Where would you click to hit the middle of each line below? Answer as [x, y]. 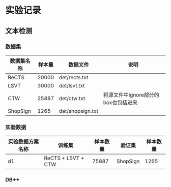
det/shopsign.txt [78, 111]
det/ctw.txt [72, 98]
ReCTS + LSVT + [64, 158]
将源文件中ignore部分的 [131, 95]
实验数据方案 [23, 142]
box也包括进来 [120, 102]
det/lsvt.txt [72, 85]
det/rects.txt [74, 77]
